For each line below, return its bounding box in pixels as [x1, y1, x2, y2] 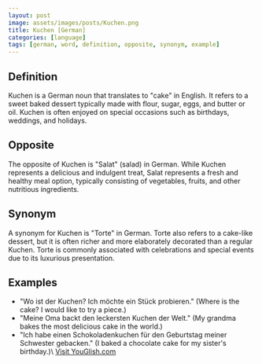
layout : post [8, 11, 51, 20]
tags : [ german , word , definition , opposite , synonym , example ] [8, 41, 220, 49]
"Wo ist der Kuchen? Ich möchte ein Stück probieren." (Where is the [19, 296, 240, 307]
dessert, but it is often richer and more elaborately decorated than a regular [8, 237, 253, 246]
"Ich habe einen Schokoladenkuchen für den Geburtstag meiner [19, 330, 227, 340]
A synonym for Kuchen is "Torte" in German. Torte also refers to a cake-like [8, 228, 253, 237]
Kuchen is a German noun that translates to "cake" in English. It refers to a [8, 90, 249, 100]
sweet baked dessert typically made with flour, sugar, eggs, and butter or [8, 99, 245, 108]
